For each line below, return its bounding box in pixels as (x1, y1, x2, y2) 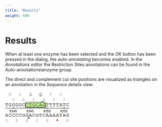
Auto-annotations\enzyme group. (5, 67, 73, 73)
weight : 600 (5, 13, 30, 18)
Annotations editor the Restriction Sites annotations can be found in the (5, 62, 150, 67)
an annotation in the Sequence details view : (5, 82, 94, 88)
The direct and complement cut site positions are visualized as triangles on (5, 76, 158, 82)
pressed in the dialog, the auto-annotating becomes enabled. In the (5, 57, 143, 63)
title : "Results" (5, 8, 41, 13)
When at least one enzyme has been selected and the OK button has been (5, 51, 156, 57)
